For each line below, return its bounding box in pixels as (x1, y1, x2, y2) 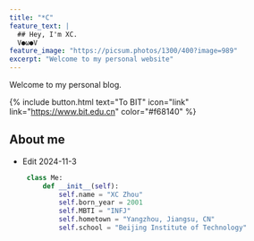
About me (9, 132, 65, 148)
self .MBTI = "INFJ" (58, 207, 131, 216)
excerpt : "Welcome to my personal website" (9, 55, 174, 64)
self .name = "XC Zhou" (58, 190, 143, 199)
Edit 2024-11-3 (21, 156, 78, 167)
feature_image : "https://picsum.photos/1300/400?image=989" (9, 47, 239, 56)
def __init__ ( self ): (42, 181, 119, 191)
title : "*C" (9, 13, 54, 22)
